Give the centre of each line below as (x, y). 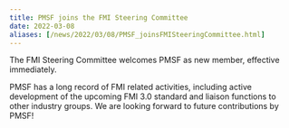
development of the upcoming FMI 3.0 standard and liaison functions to (143, 96)
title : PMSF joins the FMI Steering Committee (99, 18)
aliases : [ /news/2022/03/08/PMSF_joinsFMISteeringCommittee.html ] (137, 34)
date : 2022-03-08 (42, 26)
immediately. (33, 69)
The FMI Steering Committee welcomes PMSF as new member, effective (144, 60)
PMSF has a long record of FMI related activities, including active (130, 87)
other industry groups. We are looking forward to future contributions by (144, 106)
